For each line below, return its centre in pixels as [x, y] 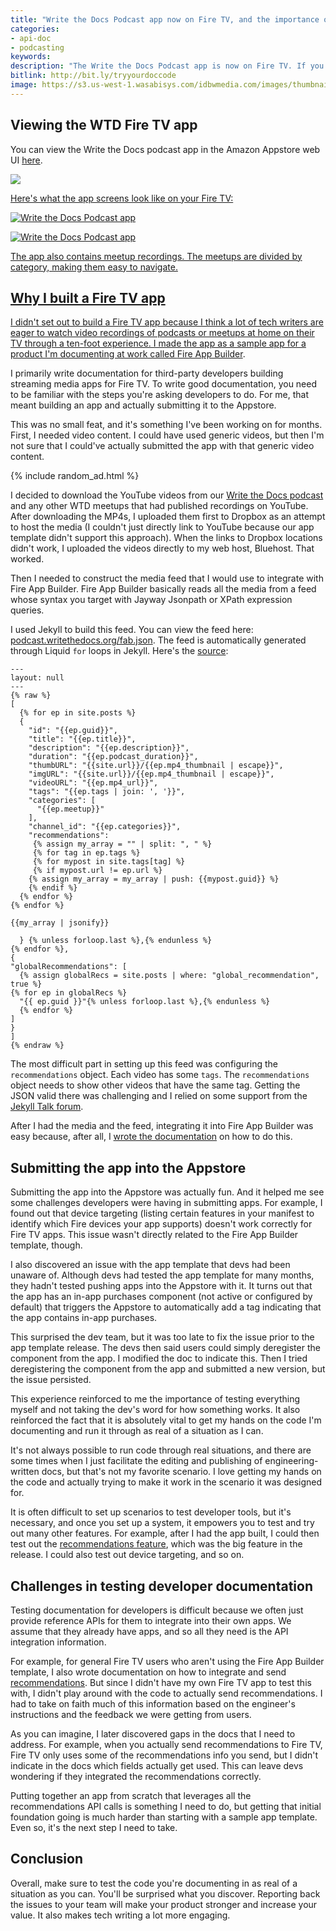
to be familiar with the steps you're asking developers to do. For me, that [160, 395]
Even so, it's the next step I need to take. [94, 1827]
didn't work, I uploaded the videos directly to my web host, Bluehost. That [162, 548]
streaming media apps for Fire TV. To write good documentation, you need [164, 384]
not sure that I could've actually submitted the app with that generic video [162, 446]
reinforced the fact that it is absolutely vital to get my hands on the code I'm [166, 1420]
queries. [27, 610]
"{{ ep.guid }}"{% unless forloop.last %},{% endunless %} [145, 1002]
